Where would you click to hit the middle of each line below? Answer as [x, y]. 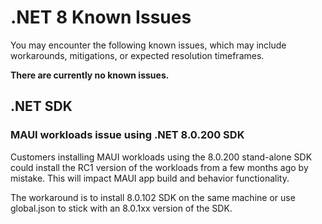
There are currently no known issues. [90, 75]
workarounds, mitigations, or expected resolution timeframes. [137, 55]
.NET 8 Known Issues [101, 17]
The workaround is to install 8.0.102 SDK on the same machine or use [153, 197]
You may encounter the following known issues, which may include [148, 45]
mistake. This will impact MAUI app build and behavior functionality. [150, 178]
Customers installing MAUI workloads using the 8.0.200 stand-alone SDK [161, 157]
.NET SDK [41, 106]
